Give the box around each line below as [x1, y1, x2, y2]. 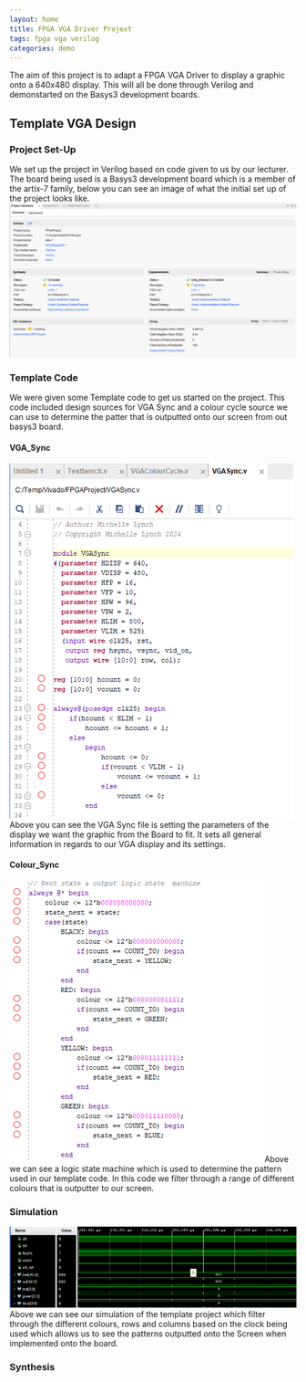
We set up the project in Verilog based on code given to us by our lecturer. [9, 163, 289, 174]
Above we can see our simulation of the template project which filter [9, 1309, 266, 1320]
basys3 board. [9, 421, 64, 433]
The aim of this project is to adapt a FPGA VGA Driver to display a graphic [9, 69, 285, 81]
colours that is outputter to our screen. [9, 1182, 155, 1193]
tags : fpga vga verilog [9, 34, 100, 43]
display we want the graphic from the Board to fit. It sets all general [9, 829, 261, 840]
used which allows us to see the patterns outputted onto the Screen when [9, 1328, 287, 1339]
